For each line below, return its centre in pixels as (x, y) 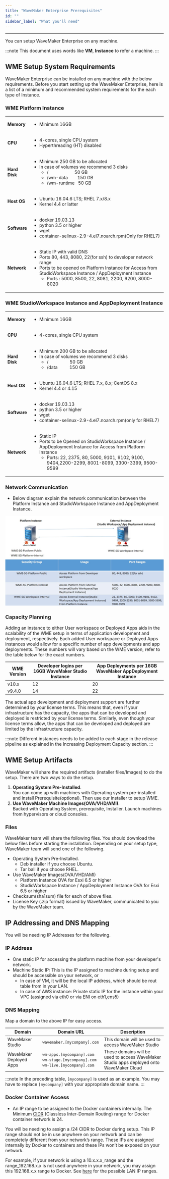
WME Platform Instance (35, 108)
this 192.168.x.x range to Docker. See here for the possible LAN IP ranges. (81, 1171)
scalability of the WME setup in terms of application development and (77, 633)
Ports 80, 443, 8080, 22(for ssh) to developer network (96, 257)
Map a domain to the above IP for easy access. (54, 1020)
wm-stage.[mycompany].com (70, 1060)
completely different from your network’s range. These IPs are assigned (80, 1140)
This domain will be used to (132, 1039)
